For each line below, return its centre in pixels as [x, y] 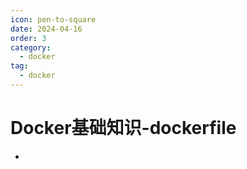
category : [31, 47]
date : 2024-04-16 [46, 29]
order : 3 [28, 38]
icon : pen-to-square [53, 19]
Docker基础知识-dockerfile [123, 128]
